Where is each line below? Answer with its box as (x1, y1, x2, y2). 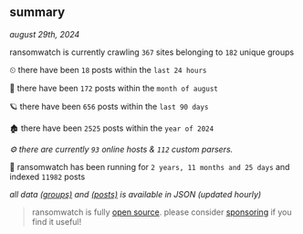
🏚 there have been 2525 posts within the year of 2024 (9, 122, 214, 133)
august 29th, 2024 (9, 28, 80, 39)
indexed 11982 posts (9, 171, 86, 182)
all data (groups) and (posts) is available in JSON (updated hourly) (9, 188, 262, 199)
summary (9, 5, 66, 20)
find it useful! (31, 216, 82, 227)
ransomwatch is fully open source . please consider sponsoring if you (31, 207, 292, 218)
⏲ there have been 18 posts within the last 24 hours (9, 64, 207, 75)
